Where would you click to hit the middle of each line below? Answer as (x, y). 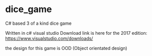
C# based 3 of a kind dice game (39, 23)
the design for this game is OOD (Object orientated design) (66, 48)
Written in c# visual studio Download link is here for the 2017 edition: (76, 33)
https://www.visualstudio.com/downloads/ (49, 38)
